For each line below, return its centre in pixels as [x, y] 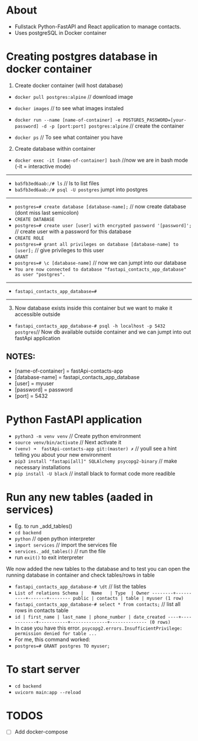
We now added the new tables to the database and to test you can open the [98, 569]
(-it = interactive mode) [43, 166]
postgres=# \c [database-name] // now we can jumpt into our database [100, 262]
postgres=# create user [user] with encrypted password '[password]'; [103, 225]
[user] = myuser [34, 383]
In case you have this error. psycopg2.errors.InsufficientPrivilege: [98, 628]
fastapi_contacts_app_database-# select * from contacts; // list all [98, 604]
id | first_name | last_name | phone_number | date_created [90, 617]
